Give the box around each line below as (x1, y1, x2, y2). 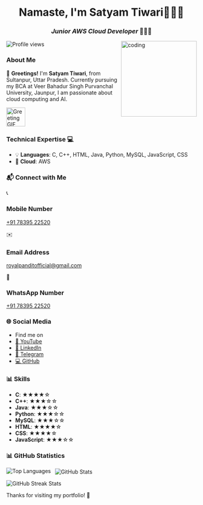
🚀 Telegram (14, 350, 44, 357)
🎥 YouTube (14, 337, 42, 345)
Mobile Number (6, 205, 53, 213)
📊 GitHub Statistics (6, 451, 65, 460)
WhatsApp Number (6, 288, 65, 297)
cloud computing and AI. (6, 95, 68, 102)
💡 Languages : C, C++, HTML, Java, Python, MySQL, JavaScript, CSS (14, 151, 188, 158)
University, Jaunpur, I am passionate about (6, 89, 113, 96)
